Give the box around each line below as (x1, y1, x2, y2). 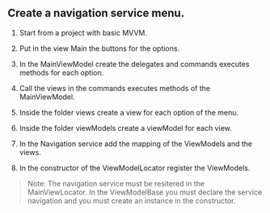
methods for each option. (19, 68, 104, 77)
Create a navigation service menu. (7, 6, 185, 20)
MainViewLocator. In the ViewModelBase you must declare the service (27, 187, 263, 197)
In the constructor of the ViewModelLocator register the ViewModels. (19, 163, 251, 173)
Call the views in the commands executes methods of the (19, 83, 211, 93)
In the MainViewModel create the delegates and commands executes (19, 59, 250, 69)
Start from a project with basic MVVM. (19, 27, 147, 37)
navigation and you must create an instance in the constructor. (27, 195, 236, 205)
